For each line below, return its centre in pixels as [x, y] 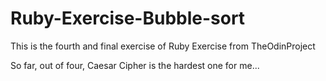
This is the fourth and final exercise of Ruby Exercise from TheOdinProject [163, 46]
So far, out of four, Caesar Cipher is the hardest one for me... [135, 65]
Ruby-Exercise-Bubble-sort [128, 18]
